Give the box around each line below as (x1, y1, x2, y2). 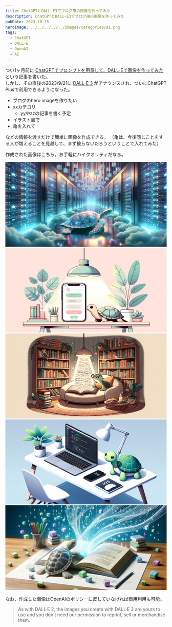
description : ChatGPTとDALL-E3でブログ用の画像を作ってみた (5, 13, 124, 19)
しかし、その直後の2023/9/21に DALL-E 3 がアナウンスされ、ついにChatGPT (5, 80, 167, 86)
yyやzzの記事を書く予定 (20, 110, 71, 116)
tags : (5, 30, 17, 35)
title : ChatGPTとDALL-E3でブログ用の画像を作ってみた (5, 8, 111, 13)
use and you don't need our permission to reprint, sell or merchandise (17, 612, 165, 618)
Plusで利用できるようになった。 (5, 86, 73, 93)
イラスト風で (12, 116, 40, 123)
